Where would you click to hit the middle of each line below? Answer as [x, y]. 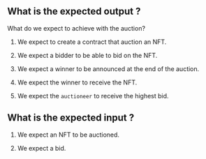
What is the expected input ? [71, 118]
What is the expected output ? [74, 12]
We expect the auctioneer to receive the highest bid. [93, 96]
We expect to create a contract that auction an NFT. [92, 42]
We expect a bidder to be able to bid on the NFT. [87, 55]
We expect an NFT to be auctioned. [68, 135]
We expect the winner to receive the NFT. [77, 82]
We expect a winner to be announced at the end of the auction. [108, 68]
